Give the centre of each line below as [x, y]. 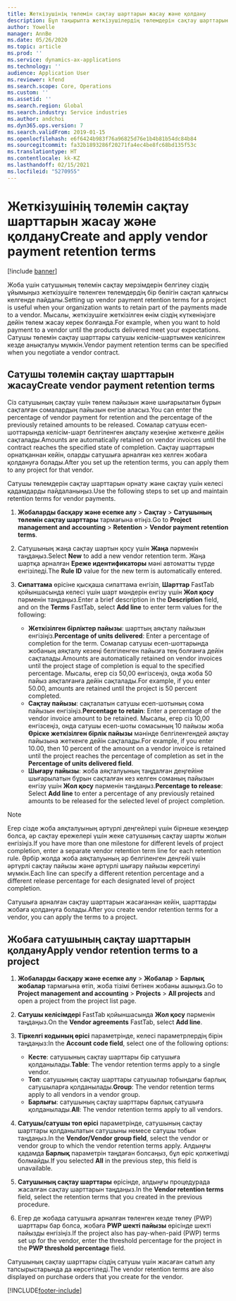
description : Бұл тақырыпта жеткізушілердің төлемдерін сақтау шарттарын [118, 20]
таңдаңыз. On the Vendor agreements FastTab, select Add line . [110, 1022]
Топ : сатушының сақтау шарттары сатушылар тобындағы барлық [127, 1080]
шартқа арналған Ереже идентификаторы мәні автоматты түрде [116, 564]
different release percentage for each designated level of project [101, 881]
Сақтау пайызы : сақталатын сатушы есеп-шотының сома [116, 703]
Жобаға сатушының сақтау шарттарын [99, 939]
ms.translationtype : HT [42, 152]
